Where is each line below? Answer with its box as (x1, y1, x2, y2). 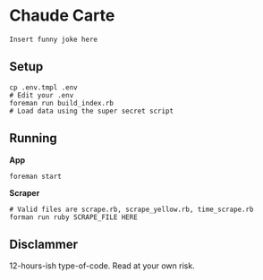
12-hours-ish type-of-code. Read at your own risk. (9, 260, 195, 271)
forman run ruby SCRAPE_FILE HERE (9, 212, 139, 222)
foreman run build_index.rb (9, 98, 115, 107)
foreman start (9, 172, 63, 181)
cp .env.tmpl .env (9, 82, 78, 92)
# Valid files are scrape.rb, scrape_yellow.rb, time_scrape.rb (9, 205, 254, 214)
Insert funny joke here (9, 35, 98, 44)
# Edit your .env (9, 90, 74, 99)
